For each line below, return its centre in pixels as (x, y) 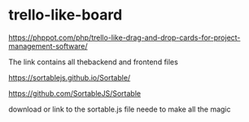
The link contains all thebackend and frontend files (94, 62)
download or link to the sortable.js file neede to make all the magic (120, 109)
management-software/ (48, 46)
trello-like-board (66, 15)
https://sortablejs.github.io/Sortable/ (70, 77)
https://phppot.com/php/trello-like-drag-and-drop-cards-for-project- (124, 37)
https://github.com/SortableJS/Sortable (74, 93)
